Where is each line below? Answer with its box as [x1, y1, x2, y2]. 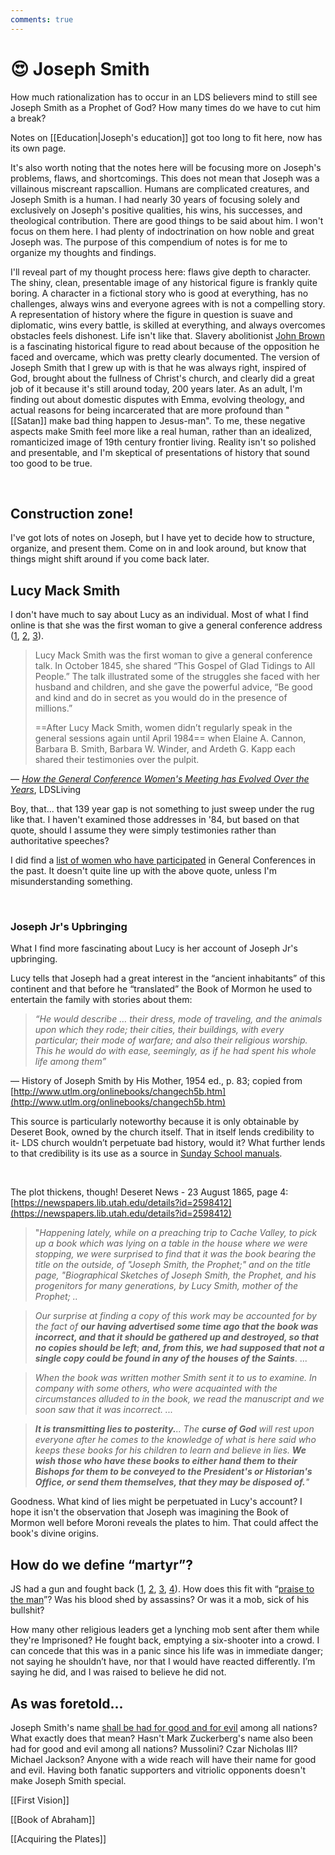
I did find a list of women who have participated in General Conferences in [10, 854, 317, 866]
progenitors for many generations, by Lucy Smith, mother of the [34, 1280, 299, 1292]
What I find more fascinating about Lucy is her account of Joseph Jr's [10, 942, 298, 955]
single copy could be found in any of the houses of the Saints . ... [34, 1352, 308, 1365]
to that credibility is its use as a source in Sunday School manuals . [10, 1147, 283, 1160]
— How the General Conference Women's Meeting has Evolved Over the [10, 773, 310, 785]
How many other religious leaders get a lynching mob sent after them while [10, 1624, 320, 1636]
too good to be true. [10, 457, 93, 469]
